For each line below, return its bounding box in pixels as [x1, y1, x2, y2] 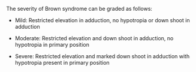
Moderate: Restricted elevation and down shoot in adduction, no [14, 35, 174, 41]
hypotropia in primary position [14, 41, 90, 48]
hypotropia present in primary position [14, 59, 110, 66]
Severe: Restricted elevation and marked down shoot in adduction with [14, 53, 190, 59]
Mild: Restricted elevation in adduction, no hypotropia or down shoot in [14, 17, 190, 23]
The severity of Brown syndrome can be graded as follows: [6, 5, 153, 12]
